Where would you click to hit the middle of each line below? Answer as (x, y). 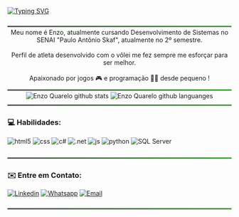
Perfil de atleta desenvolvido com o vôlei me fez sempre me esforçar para (119, 55)
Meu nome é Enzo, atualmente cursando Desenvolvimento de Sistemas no (119, 32)
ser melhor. (119, 63)
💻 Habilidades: (34, 122)
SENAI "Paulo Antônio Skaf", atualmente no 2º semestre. (119, 40)
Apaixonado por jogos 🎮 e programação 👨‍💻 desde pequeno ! (119, 78)
